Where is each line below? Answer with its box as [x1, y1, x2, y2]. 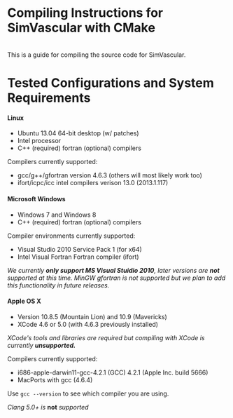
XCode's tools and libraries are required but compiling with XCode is [7, 333, 205, 342]
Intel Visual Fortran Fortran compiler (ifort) [17, 252, 139, 261]
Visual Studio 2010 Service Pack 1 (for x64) [17, 245, 142, 253]
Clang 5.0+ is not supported [7, 403, 89, 411]
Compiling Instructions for [7, 5, 164, 21]
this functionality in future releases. [7, 281, 110, 289]
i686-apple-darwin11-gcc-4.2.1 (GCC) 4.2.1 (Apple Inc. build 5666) [17, 368, 209, 377]
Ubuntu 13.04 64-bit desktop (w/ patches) [17, 129, 139, 137]
